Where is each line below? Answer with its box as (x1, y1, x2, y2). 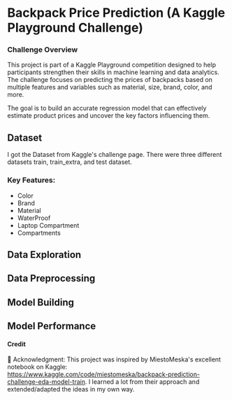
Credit (7, 340, 26, 348)
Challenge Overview (7, 45, 78, 55)
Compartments (17, 228, 61, 237)
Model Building (7, 296, 75, 308)
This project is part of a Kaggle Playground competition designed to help (7, 61, 217, 69)
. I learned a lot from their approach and (85, 378, 200, 386)
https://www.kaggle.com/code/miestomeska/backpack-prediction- (7, 370, 201, 379)
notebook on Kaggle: (7, 363, 68, 371)
